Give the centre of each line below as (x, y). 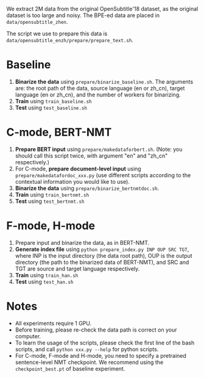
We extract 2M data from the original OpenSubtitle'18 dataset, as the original (102, 9)
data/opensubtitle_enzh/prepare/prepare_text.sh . (70, 40)
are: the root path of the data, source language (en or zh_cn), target (100, 88)
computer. (28, 336)
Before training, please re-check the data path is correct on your (96, 330)
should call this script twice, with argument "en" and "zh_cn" (91, 156)
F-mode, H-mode (51, 226)
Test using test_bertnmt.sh (50, 201)
